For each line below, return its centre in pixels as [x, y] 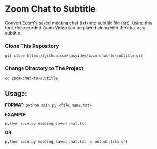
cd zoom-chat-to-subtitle [31, 78]
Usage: [16, 93]
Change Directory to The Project [44, 68]
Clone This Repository [32, 46]
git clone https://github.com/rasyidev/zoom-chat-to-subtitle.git [74, 56]
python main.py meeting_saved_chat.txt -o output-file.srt [67, 142]
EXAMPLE [15, 115]
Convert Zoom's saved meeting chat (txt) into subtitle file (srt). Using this [79, 23]
